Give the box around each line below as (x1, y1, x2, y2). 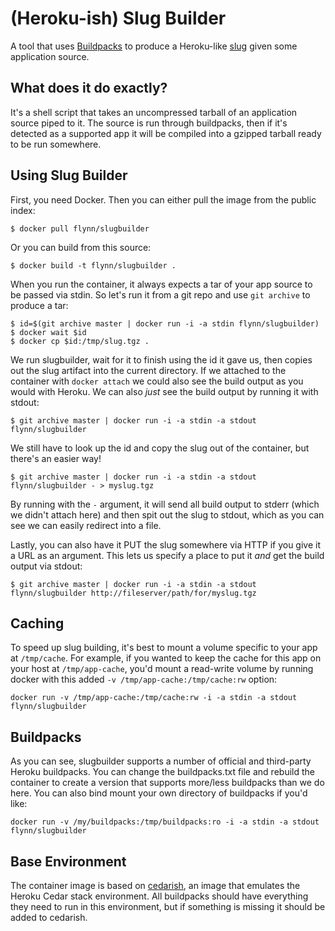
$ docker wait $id (10, 327, 87, 337)
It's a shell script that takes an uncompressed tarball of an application (10, 106, 298, 118)
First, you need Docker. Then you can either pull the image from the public (10, 193, 317, 206)
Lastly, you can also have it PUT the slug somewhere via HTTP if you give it (10, 538, 321, 551)
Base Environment (10, 853, 127, 870)
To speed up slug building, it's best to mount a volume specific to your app (10, 642, 318, 654)
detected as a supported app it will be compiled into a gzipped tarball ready (10, 127, 322, 139)
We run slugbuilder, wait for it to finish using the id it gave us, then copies (10, 353, 313, 366)
